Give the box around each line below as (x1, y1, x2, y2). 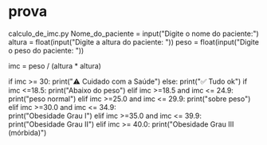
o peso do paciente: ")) (8, 45, 84, 55)
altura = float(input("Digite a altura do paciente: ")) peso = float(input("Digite (8, 37, 259, 46)
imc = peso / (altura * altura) (8, 61, 102, 70)
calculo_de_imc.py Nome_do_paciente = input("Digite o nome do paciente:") (8, 29, 259, 38)
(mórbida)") (8, 127, 47, 137)
